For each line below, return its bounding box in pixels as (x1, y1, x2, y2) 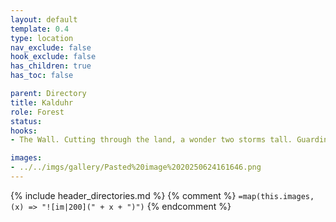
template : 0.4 (10, 24, 70, 34)
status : (10, 116, 43, 126)
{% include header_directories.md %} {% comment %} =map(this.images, (10, 189, 315, 201)
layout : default (10, 14, 78, 25)
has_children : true (10, 61, 92, 71)
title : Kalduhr (10, 97, 74, 108)
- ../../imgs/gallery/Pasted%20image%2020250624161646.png (10, 162, 262, 173)
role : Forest (10, 107, 65, 117)
